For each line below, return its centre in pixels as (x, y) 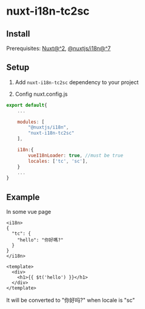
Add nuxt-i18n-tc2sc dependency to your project (77, 82)
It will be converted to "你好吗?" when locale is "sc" (71, 300)
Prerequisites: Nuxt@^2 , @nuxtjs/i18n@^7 (59, 48)
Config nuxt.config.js (41, 94)
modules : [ (31, 122)
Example (23, 197)
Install (18, 34)
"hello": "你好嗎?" (40, 240)
